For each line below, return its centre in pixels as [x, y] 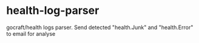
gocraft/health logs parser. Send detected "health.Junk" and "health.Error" [100, 27]
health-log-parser [53, 11]
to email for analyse [31, 33]
